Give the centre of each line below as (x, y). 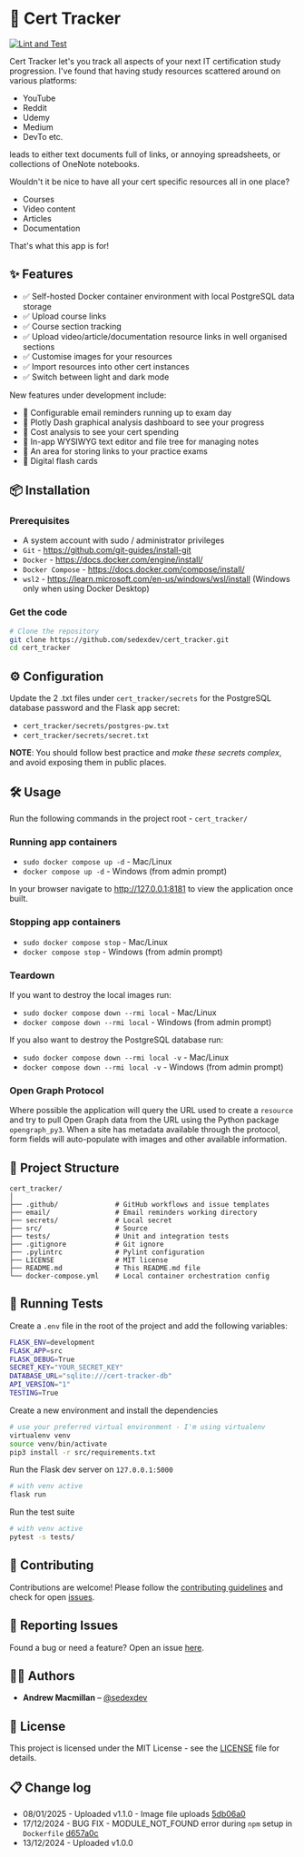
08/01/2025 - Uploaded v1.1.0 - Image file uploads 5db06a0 (134, 1813)
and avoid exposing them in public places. (88, 763)
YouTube (39, 98)
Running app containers (64, 842)
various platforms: (43, 80)
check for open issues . (52, 1596)
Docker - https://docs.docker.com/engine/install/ (113, 560)
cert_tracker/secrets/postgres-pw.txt (96, 726)
